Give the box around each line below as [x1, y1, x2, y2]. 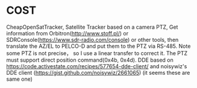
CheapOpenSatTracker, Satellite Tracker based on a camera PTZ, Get [6, 23, 178, 31]
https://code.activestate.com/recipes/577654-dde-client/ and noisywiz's [6, 62, 187, 69]
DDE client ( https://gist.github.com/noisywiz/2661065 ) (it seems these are [6, 69, 190, 76]
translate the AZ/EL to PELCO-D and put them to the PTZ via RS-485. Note [6, 43, 191, 50]
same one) [6, 75, 33, 83]
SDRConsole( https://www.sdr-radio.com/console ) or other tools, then [6, 36, 179, 43]
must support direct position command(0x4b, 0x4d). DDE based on [6, 56, 174, 63]
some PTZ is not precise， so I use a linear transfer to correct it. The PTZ [6, 49, 188, 57]
